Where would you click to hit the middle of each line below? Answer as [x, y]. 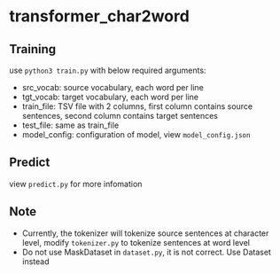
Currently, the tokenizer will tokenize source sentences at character [145, 233]
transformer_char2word [100, 16]
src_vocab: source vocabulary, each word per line [113, 87]
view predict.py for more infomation [76, 184]
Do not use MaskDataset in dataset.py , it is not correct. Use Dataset [147, 252]
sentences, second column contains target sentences [120, 116]
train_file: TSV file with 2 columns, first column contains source [137, 106]
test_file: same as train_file [70, 125]
